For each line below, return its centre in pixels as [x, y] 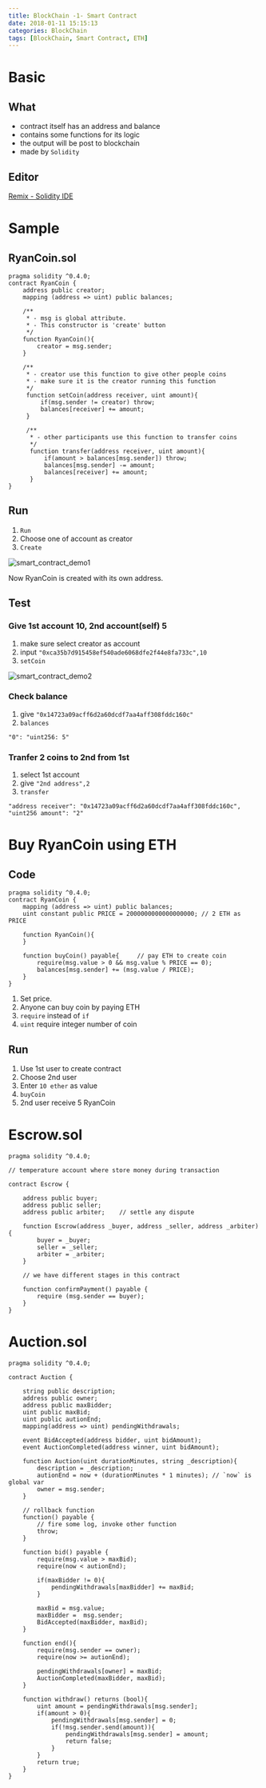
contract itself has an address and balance [90, 126]
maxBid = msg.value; [71, 1608]
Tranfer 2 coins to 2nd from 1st [69, 757]
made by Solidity [50, 152]
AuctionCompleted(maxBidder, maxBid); [101, 1678]
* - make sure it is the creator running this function [121, 382]
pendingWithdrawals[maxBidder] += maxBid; [123, 1587]
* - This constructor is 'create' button [96, 326]
